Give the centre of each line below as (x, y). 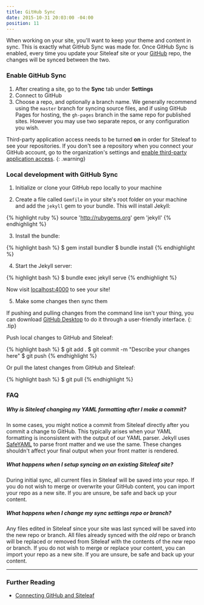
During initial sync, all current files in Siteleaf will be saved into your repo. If (100, 480)
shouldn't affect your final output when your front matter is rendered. (93, 451)
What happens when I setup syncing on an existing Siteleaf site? (90, 465)
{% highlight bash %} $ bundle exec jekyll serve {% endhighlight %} (92, 278)
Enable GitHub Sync (36, 75)
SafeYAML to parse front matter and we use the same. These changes (94, 444)
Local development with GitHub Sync (62, 174)
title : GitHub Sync (31, 12)
